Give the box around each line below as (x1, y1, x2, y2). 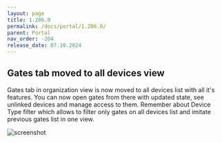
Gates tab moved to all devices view (7, 67, 165, 79)
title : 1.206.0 (7, 16, 51, 23)
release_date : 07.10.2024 (7, 42, 81, 49)
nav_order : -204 (7, 36, 54, 43)
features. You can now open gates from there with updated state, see (7, 93, 205, 101)
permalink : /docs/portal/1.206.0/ (7, 23, 107, 30)
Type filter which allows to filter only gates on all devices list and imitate (7, 107, 212, 115)
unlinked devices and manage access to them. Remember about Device (7, 100, 211, 109)
